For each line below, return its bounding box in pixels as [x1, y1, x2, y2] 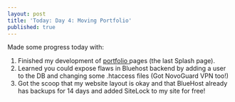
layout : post [7, 10, 46, 18]
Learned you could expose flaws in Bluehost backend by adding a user [17, 64, 226, 73]
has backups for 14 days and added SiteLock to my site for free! [17, 86, 206, 96]
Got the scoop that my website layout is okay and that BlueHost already [17, 79, 228, 88]
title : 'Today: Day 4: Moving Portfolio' [7, 17, 132, 24]
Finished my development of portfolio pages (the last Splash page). [17, 57, 216, 65]
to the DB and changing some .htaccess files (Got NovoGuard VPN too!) [17, 72, 229, 80]
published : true [7, 23, 56, 30]
